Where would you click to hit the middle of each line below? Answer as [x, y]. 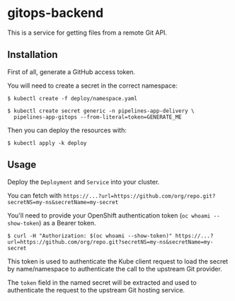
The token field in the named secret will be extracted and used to [102, 282]
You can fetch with [35, 195]
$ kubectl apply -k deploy [47, 143]
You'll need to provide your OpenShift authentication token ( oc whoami [109, 215]
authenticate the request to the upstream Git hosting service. [96, 290]
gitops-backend [56, 13]
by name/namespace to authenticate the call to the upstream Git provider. [115, 268]
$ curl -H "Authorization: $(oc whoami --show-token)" [90, 236]
